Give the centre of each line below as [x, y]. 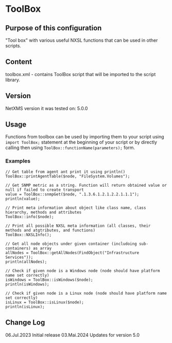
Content [19, 62]
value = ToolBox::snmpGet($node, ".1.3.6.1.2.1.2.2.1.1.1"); [72, 194]
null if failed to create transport [45, 190]
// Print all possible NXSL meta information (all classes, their [78, 226]
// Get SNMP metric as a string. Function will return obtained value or [86, 185]
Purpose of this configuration [54, 28]
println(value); [23, 198]
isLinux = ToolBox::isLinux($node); [45, 302]
